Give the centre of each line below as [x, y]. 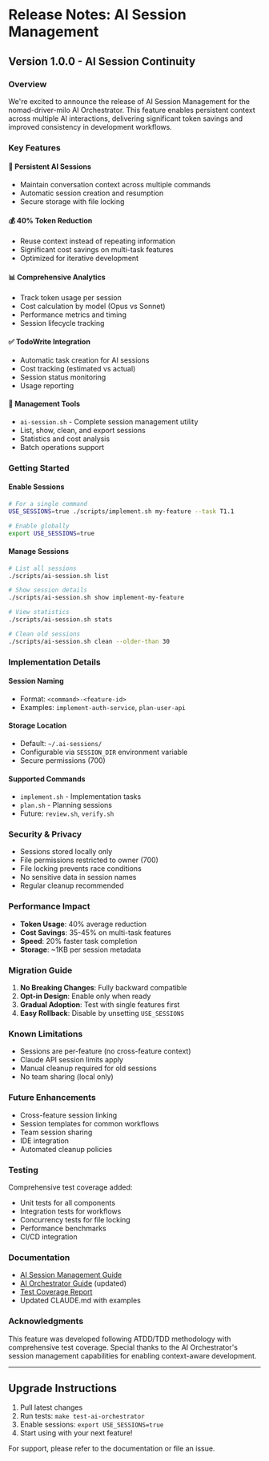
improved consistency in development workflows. [90, 126]
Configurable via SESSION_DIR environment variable [104, 752]
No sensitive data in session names [78, 877]
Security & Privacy [45, 834]
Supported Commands [47, 779]
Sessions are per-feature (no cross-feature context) [105, 1051]
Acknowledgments [46, 1321]
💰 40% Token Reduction [50, 220]
